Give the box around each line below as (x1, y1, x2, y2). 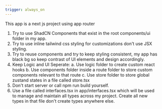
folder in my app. (12, 35, 46, 41)
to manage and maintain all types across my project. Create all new (12, 93, 148, 99)
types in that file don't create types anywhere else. (12, 98, 115, 104)
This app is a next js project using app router (5, 21, 95, 27)
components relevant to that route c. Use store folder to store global (12, 72, 150, 78)
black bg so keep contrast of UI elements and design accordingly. (12, 56, 145, 62)
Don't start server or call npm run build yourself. (12, 82, 109, 88)
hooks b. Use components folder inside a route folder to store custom (12, 67, 153, 73)
